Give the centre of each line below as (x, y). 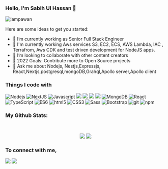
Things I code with (29, 85)
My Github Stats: (27, 115)
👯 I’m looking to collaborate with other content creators (70, 55)
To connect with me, (31, 150)
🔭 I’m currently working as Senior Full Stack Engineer (68, 39)
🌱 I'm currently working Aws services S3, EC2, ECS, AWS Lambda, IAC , (88, 44)
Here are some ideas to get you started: (47, 29)
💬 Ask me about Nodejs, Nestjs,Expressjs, (57, 66)
